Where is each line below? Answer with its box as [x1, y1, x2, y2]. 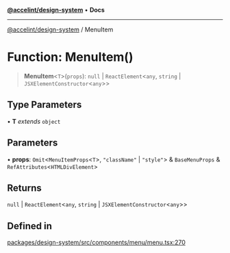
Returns [7, 182, 42, 194]
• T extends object [7, 117, 61, 125]
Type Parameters [7, 99, 82, 111]
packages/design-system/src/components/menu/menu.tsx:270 [7, 239, 186, 247]
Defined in [7, 220, 53, 232]
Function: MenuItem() [7, 49, 133, 65]
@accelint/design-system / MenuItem [7, 25, 114, 34]
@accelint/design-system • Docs [7, 6, 105, 14]
